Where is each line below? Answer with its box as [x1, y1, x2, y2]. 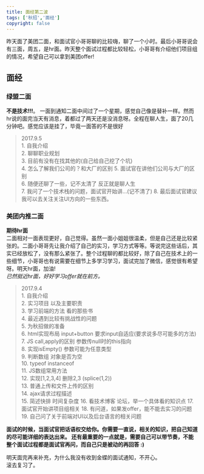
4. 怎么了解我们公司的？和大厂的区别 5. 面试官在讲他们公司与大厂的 [21, 165, 190, 172]
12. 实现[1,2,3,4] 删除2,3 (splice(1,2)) [21, 375, 112, 382]
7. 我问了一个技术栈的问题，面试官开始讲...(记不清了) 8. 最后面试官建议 [21, 188, 197, 195]
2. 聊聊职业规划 [21, 150, 60, 157]
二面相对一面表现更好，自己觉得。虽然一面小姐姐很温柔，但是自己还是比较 [6, 235, 192, 242]
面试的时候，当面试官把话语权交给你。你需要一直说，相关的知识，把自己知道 [6, 426, 198, 433]
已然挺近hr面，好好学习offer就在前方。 [6, 272, 103, 280]
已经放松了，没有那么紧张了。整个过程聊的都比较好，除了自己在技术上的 [11, 250, 192, 257]
